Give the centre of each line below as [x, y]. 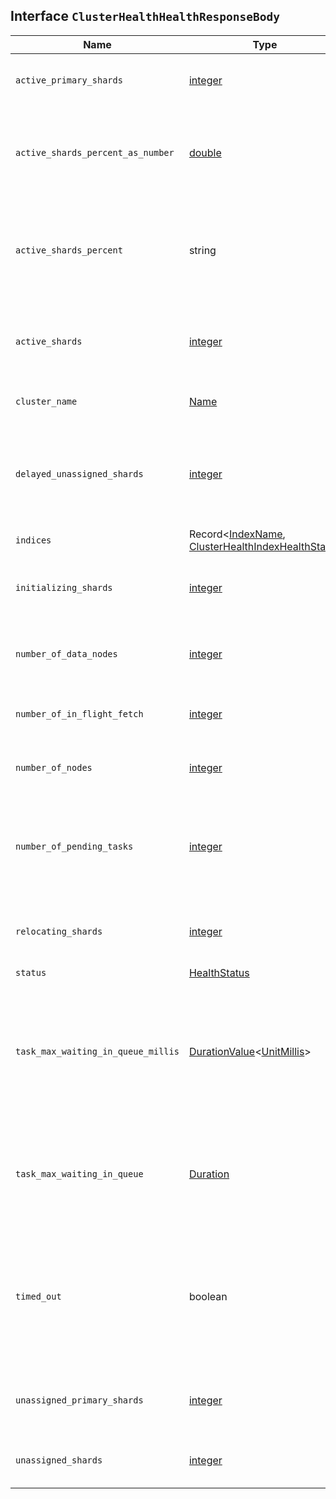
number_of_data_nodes [66, 653]
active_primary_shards [69, 80]
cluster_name [46, 401]
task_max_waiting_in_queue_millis [97, 1051]
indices [33, 540]
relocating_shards [59, 931]
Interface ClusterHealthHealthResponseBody [145, 16]
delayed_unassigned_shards [79, 473]
